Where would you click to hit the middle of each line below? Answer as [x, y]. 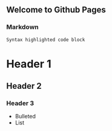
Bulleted [25, 117]
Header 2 [24, 86]
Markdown [22, 27]
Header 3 [20, 103]
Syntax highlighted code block [46, 40]
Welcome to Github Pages [56, 10]
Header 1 [29, 64]
